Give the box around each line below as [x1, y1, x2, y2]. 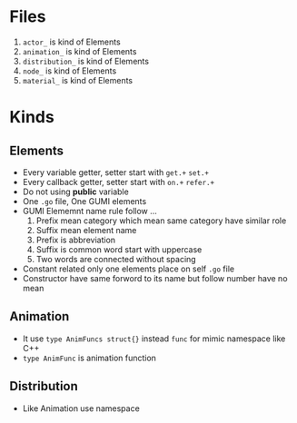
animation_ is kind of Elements [22, 45, 137, 56]
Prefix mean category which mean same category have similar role [35, 215, 287, 226]
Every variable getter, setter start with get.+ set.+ [22, 166, 209, 178]
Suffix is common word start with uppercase [35, 243, 203, 255]
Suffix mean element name [35, 224, 137, 235]
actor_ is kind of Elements [22, 36, 121, 47]
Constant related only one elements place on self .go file [22, 263, 234, 274]
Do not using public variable [22, 186, 129, 197]
